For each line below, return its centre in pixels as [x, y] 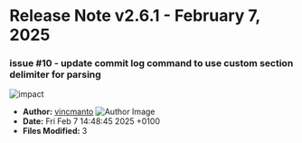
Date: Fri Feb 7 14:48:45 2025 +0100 [91, 121]
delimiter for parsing [55, 75]
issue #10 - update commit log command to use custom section [151, 63]
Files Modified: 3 [55, 131]
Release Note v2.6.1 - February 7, [135, 16]
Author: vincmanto [58, 112]
